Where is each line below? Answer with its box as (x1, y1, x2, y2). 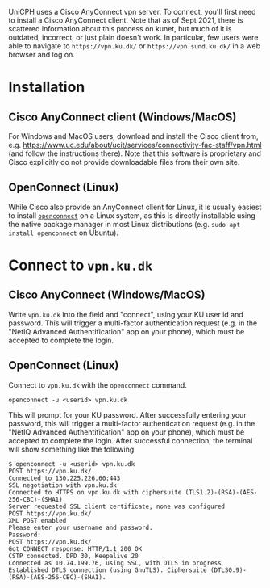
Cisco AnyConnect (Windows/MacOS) (8, 288, 206, 302)
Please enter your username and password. (8, 523, 153, 531)
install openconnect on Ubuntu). (8, 228, 119, 237)
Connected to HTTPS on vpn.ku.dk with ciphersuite (8, 488, 182, 496)
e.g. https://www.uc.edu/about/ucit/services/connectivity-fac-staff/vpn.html (8, 141, 262, 149)
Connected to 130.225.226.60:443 (8, 474, 121, 482)
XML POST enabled (8, 516, 67, 524)
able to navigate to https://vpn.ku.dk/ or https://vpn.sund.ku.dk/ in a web (8, 41, 260, 51)
